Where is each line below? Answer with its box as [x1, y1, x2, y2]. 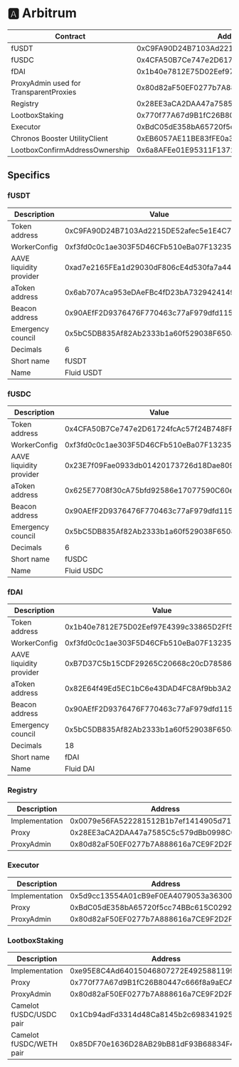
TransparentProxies [11, 87, 77, 97]
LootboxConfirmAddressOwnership [11, 145, 130, 155]
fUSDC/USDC [11, 1010, 57, 1020]
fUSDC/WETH [11, 1039, 58, 1049]
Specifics [7, 169, 51, 181]
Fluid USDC [64, 565, 104, 575]
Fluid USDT [64, 368, 103, 378]
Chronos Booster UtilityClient [11, 133, 108, 143]
